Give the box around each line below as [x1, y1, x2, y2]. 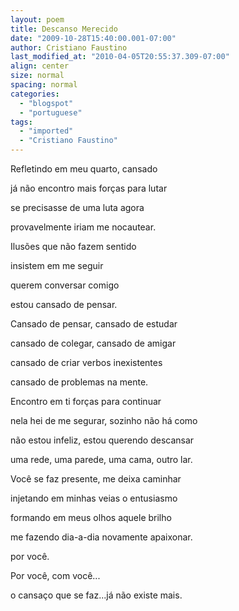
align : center [10, 61, 70, 71]
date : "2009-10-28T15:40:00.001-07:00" [10, 33, 177, 43]
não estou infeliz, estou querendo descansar [10, 434, 195, 446]
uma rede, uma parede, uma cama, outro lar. [10, 454, 193, 465]
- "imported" [19, 126, 74, 136]
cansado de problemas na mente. [10, 376, 149, 388]
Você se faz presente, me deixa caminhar [10, 473, 182, 485]
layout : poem [10, 14, 65, 25]
